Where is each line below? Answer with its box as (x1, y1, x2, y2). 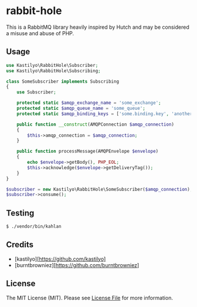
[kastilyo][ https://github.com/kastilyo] (14, 255, 106, 262)
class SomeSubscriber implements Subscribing (6, 78, 119, 85)
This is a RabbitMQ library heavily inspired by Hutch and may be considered (6, 23, 189, 31)
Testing (6, 208, 35, 218)
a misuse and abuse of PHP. (6, 29, 74, 36)
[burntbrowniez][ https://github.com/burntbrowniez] (14, 261, 140, 268)
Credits (6, 239, 34, 250)
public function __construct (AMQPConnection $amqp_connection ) (16, 122, 175, 127)
